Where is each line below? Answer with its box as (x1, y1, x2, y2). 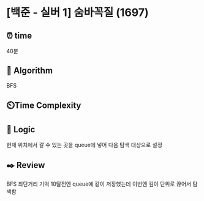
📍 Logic (6, 124, 36, 135)
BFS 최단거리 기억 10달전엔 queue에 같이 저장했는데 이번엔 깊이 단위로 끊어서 (6, 180, 192, 188)
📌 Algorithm (6, 66, 53, 76)
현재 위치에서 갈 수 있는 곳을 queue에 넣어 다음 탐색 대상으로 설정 (6, 142, 162, 149)
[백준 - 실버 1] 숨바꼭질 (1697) (6, 6, 149, 20)
